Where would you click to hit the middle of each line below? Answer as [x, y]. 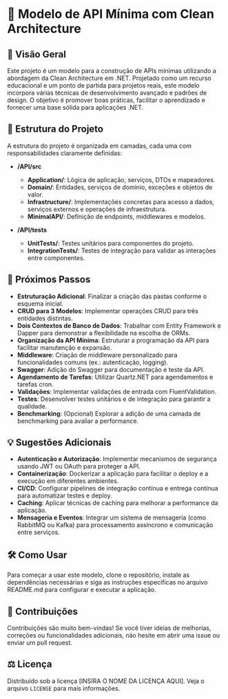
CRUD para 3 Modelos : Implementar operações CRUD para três [107, 311]
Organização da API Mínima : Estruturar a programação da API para [113, 340]
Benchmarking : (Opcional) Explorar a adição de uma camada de [109, 413]
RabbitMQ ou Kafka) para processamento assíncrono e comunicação [115, 525]
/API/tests [32, 230]
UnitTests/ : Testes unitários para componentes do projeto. [111, 243]
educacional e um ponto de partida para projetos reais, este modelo [103, 85]
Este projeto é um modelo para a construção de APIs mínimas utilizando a [112, 71]
